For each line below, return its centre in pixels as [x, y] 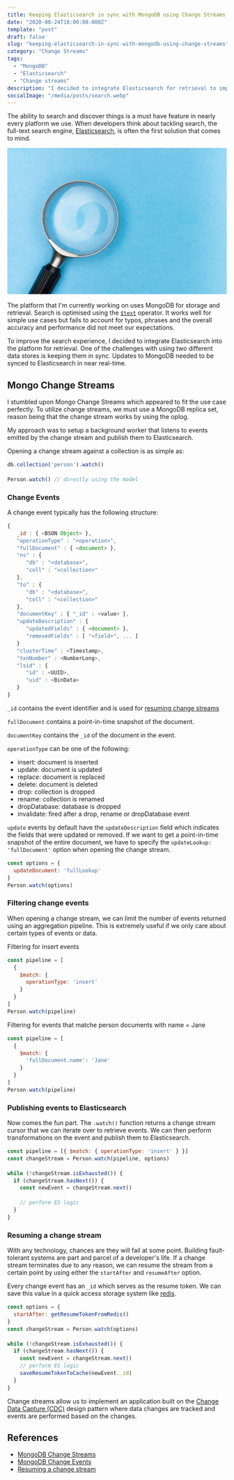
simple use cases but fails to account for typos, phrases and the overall [110, 320]
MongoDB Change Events [54, 1462]
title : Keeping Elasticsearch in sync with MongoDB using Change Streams [117, 15]
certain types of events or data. [52, 933]
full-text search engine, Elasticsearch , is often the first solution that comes [114, 131]
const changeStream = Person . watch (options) [73, 1329]
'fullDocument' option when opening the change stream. [89, 849]
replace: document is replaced [61, 777]
